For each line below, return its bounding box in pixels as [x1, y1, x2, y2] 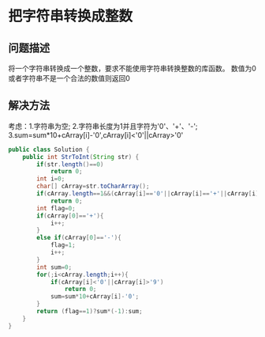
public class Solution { [8, 146, 90, 153]
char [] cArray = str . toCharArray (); [36, 183, 150, 191]
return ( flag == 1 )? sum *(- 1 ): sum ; [36, 308, 144, 316]
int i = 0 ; [36, 175, 65, 183]
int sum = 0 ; [36, 263, 73, 271]
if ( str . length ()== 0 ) [36, 160, 104, 168]
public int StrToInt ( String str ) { [22, 153, 140, 161]
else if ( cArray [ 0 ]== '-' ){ [36, 234, 122, 242]
